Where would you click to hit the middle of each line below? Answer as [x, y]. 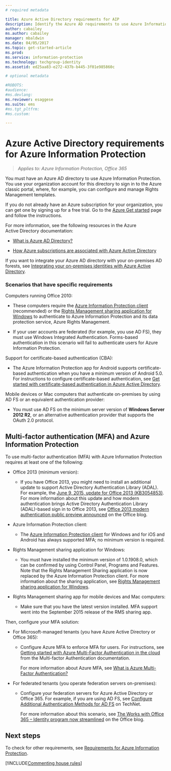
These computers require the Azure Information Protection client [80, 306]
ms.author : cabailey [27, 34]
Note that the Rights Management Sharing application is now [84, 571]
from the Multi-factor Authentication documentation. [75, 658]
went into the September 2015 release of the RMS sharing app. [86, 612]
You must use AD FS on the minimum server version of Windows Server [89, 410]
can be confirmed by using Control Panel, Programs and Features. [90, 565]
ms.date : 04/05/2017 [27, 43]
